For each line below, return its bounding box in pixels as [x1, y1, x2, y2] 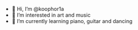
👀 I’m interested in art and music [11, 12, 91, 18]
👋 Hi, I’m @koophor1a [11, 6, 64, 12]
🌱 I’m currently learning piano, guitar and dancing [11, 18, 133, 24]
